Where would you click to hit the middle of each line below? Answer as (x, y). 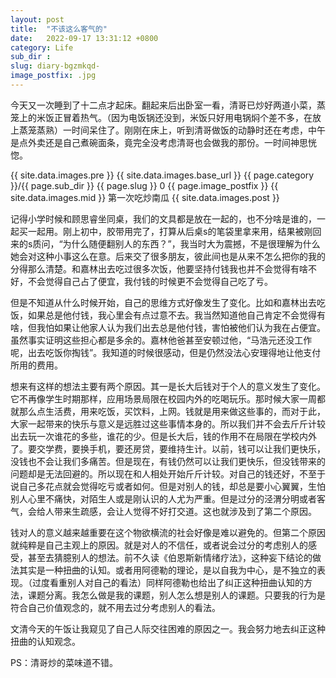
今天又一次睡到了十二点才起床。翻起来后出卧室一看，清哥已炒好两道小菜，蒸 (168, 105)
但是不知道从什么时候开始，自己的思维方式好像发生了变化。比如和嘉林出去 (163, 302)
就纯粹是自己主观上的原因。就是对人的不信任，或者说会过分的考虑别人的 (159, 545)
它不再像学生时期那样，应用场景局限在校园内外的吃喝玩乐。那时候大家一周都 (168, 398)
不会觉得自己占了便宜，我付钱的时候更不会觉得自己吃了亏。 (150, 281)
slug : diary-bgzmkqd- (55, 66)
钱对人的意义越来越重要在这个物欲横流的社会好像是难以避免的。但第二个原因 (168, 532)
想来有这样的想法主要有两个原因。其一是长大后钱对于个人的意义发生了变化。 (168, 386)
